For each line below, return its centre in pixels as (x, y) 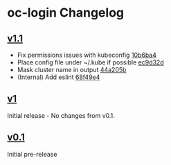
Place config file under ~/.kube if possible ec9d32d (90, 62)
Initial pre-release (32, 154)
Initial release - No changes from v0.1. (61, 115)
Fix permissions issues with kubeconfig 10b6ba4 (87, 55)
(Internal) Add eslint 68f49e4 (58, 77)
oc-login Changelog (66, 13)
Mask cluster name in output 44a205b (72, 70)
